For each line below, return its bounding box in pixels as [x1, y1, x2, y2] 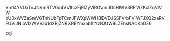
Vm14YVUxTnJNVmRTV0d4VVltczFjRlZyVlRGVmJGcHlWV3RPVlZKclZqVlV [5, 5, 162, 10]
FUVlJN [5, 20, 22, 26]
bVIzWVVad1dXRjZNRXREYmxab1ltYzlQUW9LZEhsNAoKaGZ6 [22, 20, 152, 26]
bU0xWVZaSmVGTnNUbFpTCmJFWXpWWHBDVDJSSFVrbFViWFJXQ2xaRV [5, 15, 165, 21]
